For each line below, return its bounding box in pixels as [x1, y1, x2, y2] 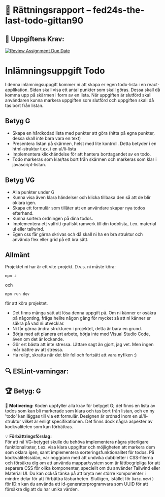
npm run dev [5, 292, 30, 297]
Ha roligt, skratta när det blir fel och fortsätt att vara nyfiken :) [12, 352, 137, 358]
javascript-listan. [12, 161, 46, 167]
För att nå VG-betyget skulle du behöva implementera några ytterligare [5, 439, 149, 445]
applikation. [5, 87, 29, 93]
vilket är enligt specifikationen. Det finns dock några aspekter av [22, 418, 153, 424]
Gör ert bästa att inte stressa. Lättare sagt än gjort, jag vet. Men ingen [12, 342, 154, 348]
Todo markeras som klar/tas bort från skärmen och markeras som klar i [12, 156, 157, 162]
